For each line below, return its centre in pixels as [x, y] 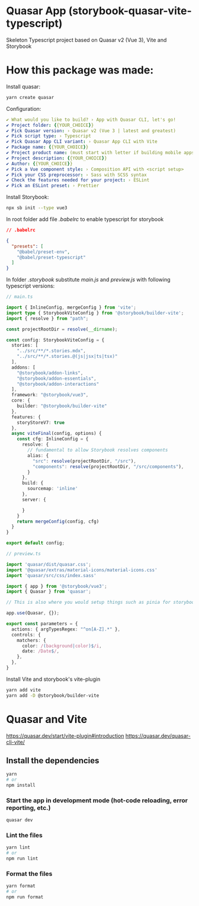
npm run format [25, 897]
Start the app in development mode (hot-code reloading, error [97, 800]
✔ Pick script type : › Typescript [49, 136]
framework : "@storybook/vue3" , [50, 395]
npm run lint [22, 859]
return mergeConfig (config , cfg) [58, 521]
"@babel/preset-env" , [43, 252]
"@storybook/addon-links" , [50, 373]
